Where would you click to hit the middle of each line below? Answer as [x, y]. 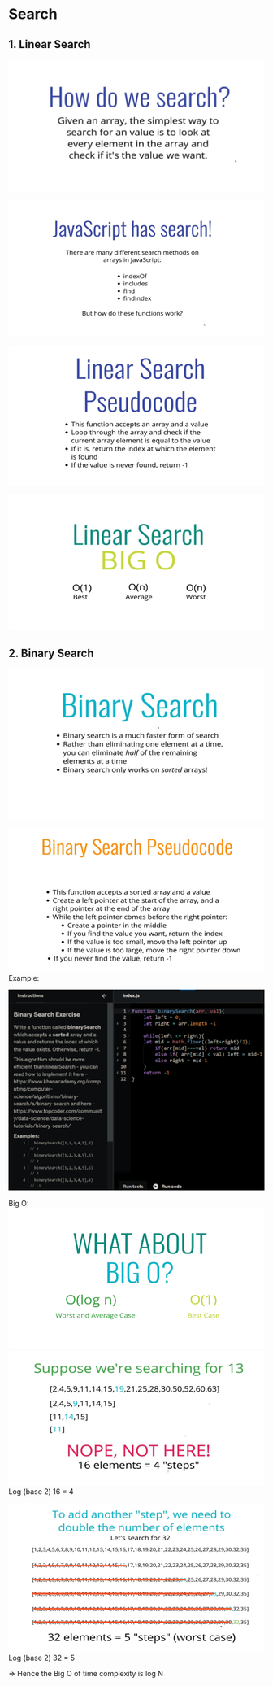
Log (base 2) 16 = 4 [41, 1491]
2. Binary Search [52, 653]
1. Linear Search [50, 44]
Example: [24, 978]
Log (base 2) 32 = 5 [42, 1658]
